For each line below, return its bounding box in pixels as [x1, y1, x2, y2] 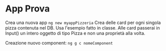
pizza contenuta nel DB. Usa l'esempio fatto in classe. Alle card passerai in [5, 24, 160, 30]
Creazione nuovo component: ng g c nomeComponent [5, 39, 113, 45]
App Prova [5, 3, 50, 14]
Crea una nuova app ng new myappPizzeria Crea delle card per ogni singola [5, 19, 161, 25]
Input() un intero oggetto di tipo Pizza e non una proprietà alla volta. [5, 30, 146, 36]
